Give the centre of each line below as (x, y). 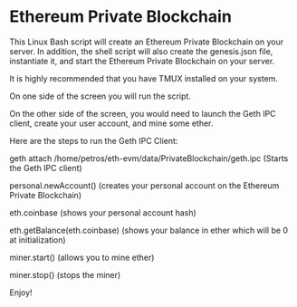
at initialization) (38, 240)
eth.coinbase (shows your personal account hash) (103, 212)
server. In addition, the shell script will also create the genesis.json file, (141, 51)
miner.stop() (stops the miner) (65, 274)
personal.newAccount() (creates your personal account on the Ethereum (144, 185)
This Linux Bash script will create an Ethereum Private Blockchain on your (146, 42)
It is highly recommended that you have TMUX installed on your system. (144, 78)
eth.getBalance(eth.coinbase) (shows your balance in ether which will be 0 (148, 230)
